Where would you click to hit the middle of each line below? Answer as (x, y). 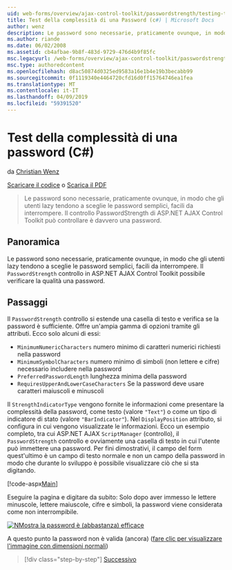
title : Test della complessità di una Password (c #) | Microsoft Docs (111, 20)
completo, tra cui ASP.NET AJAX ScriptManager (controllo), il (93, 434)
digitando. (21, 471)
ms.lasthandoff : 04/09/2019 (48, 97)
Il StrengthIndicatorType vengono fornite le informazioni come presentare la (116, 404)
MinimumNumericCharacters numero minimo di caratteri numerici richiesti (119, 347)
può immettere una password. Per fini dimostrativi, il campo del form (105, 448)
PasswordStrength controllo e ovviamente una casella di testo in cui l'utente (114, 441)
